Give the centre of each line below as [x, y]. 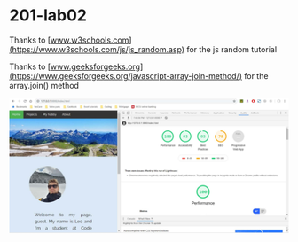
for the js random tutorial [231, 49]
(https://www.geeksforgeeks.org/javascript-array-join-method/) [125, 75]
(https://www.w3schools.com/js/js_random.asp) [97, 49]
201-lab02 [48, 16]
